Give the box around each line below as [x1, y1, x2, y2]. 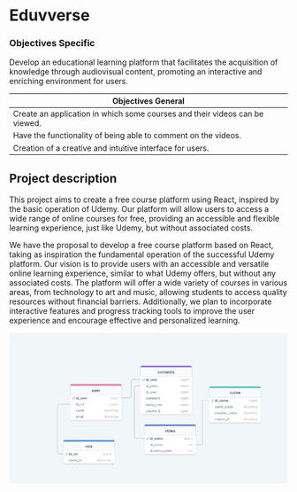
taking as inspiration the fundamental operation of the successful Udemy [9, 249, 275, 260]
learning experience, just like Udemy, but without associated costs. [9, 223, 254, 233]
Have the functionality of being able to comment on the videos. [12, 130, 241, 141]
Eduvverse [9, 5, 90, 26]
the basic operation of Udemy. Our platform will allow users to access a [9, 204, 270, 215]
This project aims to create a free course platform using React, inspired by [9, 194, 280, 205]
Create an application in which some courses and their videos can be [12, 108, 264, 120]
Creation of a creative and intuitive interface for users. [12, 143, 209, 153]
